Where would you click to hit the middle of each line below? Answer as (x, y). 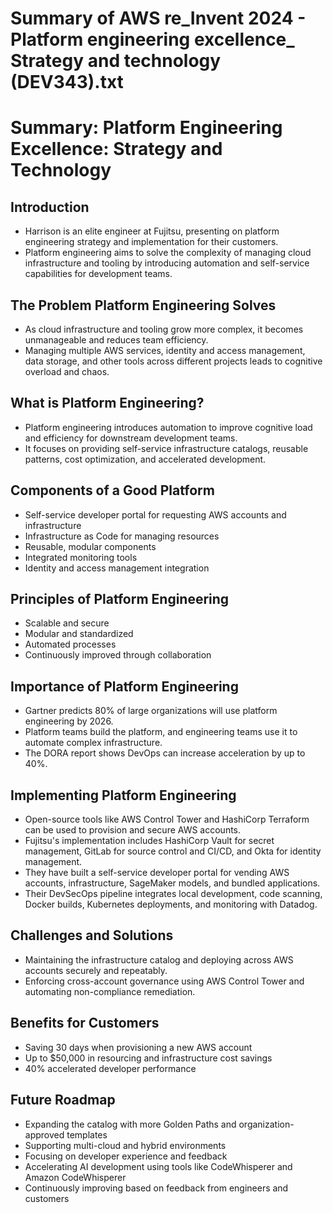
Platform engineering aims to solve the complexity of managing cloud (168, 253)
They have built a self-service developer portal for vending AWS (157, 873)
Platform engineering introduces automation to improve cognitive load (168, 427)
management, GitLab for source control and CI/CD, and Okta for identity (173, 851)
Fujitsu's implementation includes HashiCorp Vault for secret (149, 841)
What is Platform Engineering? (107, 403)
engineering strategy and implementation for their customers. (151, 242)
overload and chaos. (67, 371)
